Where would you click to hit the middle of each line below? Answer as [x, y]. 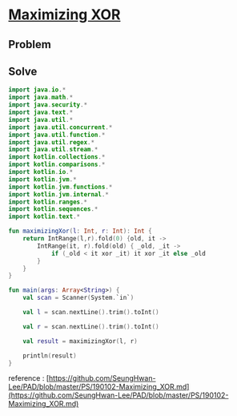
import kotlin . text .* [44, 217]
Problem [30, 44]
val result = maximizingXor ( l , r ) [80, 341]
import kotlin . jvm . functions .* [60, 187]
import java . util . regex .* [51, 142]
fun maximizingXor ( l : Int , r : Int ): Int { [80, 231]
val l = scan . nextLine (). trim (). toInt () [91, 313]
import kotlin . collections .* [57, 157]
